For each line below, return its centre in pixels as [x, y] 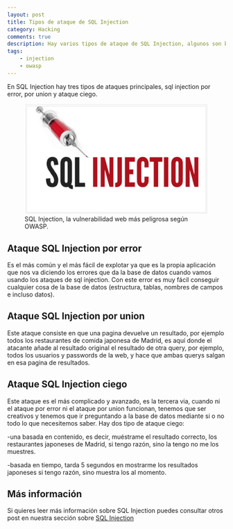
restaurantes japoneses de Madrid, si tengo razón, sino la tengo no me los [113, 444]
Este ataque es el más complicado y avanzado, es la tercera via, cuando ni [114, 401]
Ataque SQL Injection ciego [67, 384]
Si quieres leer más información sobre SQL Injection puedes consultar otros [115, 511]
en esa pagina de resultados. [49, 362]
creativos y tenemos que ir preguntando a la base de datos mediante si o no [116, 416]
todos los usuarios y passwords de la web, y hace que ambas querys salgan [116, 355]
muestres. [21, 451]
